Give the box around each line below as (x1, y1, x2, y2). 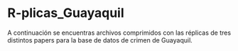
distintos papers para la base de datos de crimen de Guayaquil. (7, 35, 193, 44)
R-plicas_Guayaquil (7, 5, 124, 21)
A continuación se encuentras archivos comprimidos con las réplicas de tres (7, 28, 232, 37)
